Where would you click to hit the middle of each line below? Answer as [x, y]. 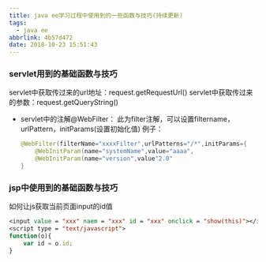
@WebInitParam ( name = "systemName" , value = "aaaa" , [114, 152]
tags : [18, 23]
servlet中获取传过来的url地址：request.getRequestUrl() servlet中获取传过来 [131, 92]
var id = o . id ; [48, 243]
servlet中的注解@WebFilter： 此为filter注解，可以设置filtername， [127, 119]
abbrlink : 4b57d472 [41, 37]
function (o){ [30, 236]
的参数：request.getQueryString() [64, 103]
